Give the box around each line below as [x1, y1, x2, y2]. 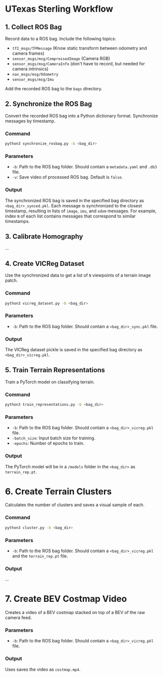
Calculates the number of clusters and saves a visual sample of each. [5, 502, 145, 508]
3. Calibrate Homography [5, 232, 83, 240]
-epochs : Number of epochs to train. [12, 440, 84, 446]
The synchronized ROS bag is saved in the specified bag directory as [5, 198, 144, 203]
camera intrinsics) [12, 66, 49, 72]
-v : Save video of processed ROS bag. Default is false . [12, 174, 123, 180]
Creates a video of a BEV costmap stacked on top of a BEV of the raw [5, 610, 145, 616]
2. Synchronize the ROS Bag [5, 100, 92, 108]
